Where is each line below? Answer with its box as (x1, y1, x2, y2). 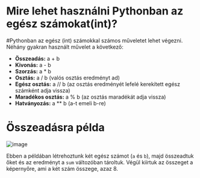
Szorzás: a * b (14, 67, 51, 75)
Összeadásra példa (6, 121, 105, 135)
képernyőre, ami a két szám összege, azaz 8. (6, 165, 119, 172)
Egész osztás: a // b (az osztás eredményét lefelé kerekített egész (14, 80, 181, 88)
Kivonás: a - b (14, 61, 51, 69)
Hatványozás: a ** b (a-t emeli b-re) (14, 99, 107, 106)
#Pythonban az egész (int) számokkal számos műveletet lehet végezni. (6, 37, 183, 44)
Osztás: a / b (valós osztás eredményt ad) (14, 74, 120, 81)
